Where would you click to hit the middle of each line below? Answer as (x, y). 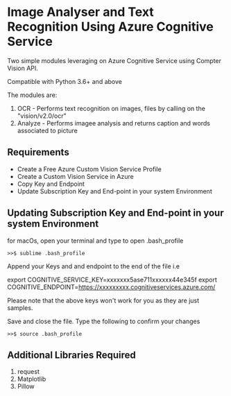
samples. (20, 308)
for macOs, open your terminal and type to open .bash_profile (95, 241)
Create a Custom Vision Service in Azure (75, 176)
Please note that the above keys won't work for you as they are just (103, 300)
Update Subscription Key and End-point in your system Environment (115, 191)
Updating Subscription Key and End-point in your (115, 213)
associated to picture (47, 130)
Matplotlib (32, 379)
